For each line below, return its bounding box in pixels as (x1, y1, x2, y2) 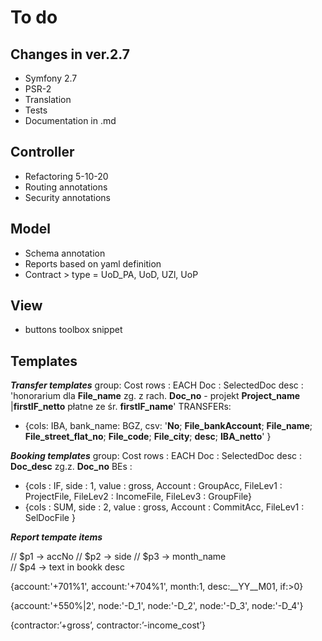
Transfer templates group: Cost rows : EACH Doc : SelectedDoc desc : (10, 379, 304, 391)
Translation (24, 94, 72, 105)
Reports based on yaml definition (24, 257, 162, 270)
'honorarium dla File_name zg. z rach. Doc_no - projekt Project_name (10, 390, 301, 402)
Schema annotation (24, 247, 106, 259)
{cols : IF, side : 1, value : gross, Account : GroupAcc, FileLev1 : (24, 480, 283, 492)
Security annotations (24, 191, 112, 203)
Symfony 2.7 (24, 72, 78, 84)
